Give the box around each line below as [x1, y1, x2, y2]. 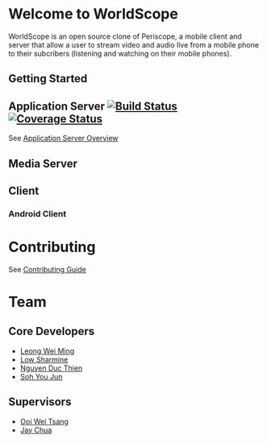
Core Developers [8, 325, 95, 338]
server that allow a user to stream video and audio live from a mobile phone [8, 39, 260, 49]
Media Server [8, 156, 78, 170]
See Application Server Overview [8, 134, 119, 143]
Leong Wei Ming [19, 346, 75, 355]
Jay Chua [19, 424, 52, 435]
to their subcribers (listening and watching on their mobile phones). [8, 48, 232, 58]
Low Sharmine [19, 354, 69, 364]
